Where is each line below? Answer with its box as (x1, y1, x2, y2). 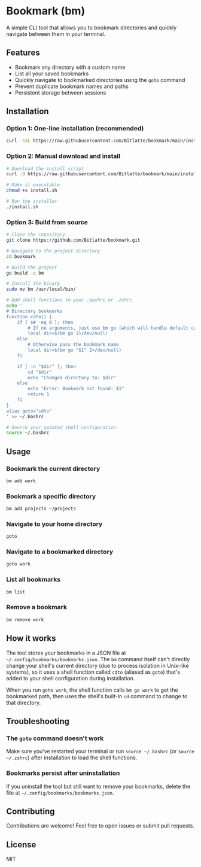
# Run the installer (6, 199, 58, 205)
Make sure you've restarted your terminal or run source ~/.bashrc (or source (6, 748, 194, 755)
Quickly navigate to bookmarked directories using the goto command (14, 76, 185, 83)
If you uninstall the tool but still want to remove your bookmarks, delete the (6, 783, 191, 790)
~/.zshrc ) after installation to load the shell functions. (6, 754, 138, 761)
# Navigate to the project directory (6, 248, 100, 254)
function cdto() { (6, 314, 52, 320)
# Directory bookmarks (6, 308, 63, 314)
